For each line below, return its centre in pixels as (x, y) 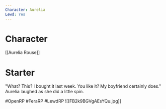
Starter (20, 73)
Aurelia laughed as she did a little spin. (45, 92)
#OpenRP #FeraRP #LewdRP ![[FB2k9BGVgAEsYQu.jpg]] (63, 101)
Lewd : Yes (15, 14)
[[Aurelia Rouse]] (23, 53)
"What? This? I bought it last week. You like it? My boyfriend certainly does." (83, 86)
